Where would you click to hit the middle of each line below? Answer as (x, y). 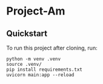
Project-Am (36, 11)
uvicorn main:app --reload (40, 75)
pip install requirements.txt (45, 69)
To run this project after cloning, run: (52, 48)
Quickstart (27, 34)
